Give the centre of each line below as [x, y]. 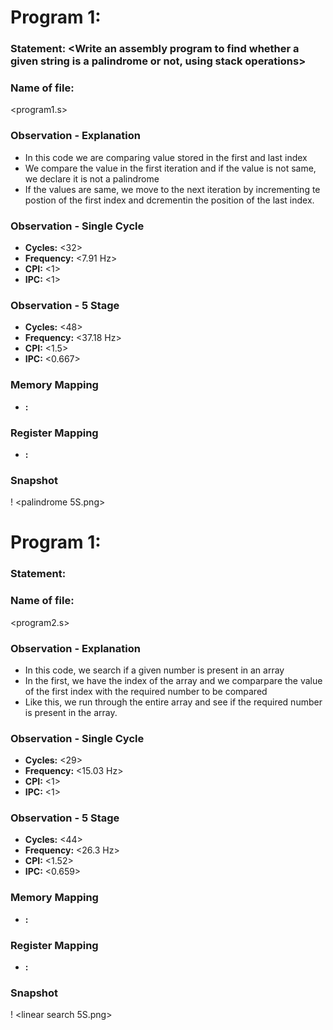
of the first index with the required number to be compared [146, 691]
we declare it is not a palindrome [92, 178]
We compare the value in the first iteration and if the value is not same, [170, 168]
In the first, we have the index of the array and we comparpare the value [173, 680]
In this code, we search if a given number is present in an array [154, 670]
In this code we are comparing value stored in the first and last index [166, 157]
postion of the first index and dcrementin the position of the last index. [169, 200]
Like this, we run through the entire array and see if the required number [173, 702]
